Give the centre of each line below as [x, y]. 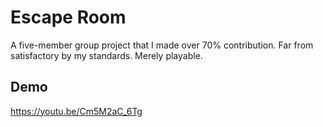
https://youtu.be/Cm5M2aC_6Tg [76, 111]
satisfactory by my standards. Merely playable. [106, 55]
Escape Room [68, 17]
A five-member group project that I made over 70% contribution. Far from [162, 45]
